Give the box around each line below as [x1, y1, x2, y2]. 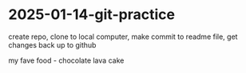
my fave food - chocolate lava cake [8, 56, 125, 65]
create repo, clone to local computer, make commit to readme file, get [8, 32, 238, 41]
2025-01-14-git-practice [8, 6, 176, 24]
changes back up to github [8, 40, 97, 49]
